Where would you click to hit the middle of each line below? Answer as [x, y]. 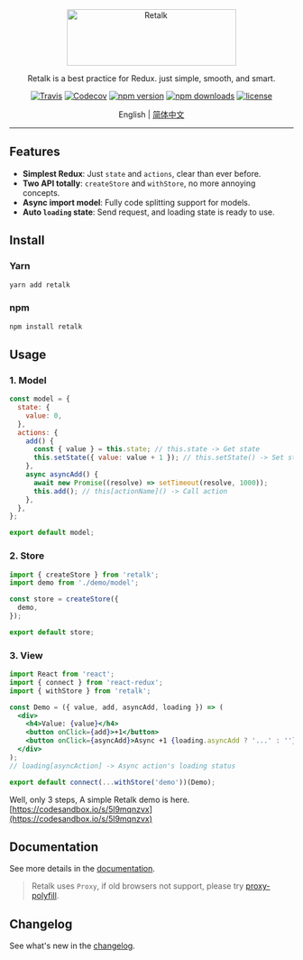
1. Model [28, 380]
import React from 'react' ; [62, 674]
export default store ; [52, 632]
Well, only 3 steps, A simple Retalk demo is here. [100, 799]
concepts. [41, 192]
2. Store [27, 556]
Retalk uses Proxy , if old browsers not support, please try [138, 886]
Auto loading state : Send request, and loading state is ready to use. [148, 212]
